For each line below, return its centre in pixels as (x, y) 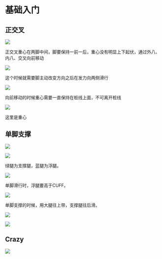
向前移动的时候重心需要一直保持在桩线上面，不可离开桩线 (63, 97)
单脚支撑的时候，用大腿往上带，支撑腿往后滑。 (52, 205)
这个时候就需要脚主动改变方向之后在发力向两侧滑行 (57, 78)
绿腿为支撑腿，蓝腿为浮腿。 (33, 165)
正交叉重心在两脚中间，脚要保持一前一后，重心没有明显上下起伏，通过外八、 (82, 52)
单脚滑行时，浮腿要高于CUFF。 (37, 185)
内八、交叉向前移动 (25, 58)
